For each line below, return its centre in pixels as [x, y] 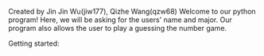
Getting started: [34, 43]
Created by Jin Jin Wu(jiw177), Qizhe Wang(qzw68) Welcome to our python [132, 11]
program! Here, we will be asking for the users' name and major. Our [120, 20]
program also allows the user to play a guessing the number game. [118, 28]
